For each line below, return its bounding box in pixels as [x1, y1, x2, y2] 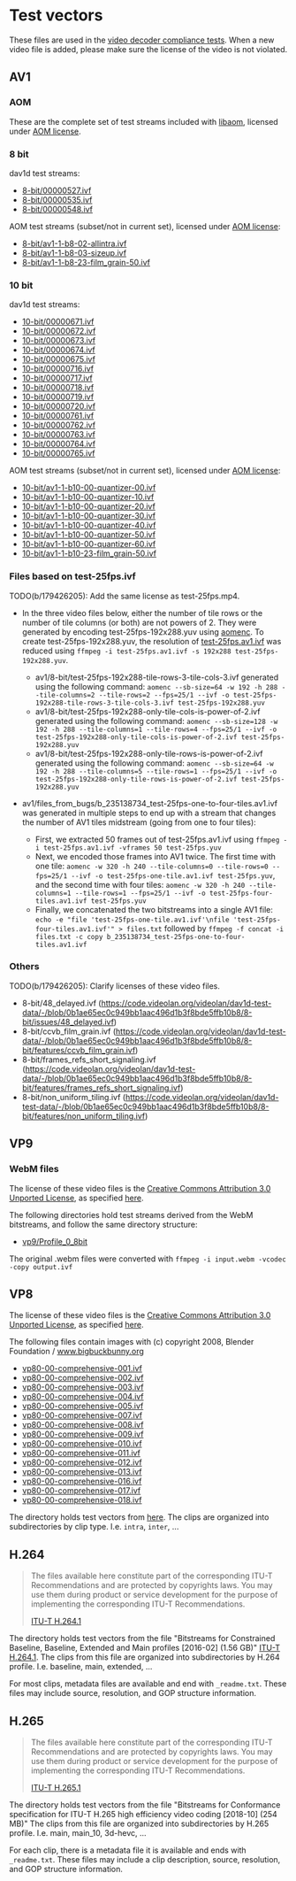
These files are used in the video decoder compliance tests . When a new [9, 35, 275, 45]
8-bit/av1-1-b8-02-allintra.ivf [21, 238, 127, 249]
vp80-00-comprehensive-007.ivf [21, 1410, 143, 1421]
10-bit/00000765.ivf [21, 448, 95, 459]
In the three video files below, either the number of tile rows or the [21, 607, 263, 618]
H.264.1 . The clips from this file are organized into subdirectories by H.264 [9, 1652, 280, 1662]
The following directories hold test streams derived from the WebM [9, 1209, 254, 1220]
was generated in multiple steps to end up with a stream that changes [21, 807, 277, 818]
